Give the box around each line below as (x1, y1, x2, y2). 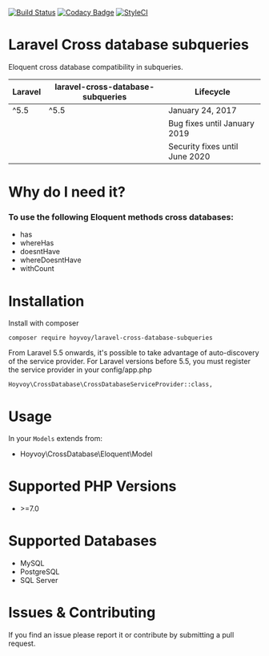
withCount (19, 264, 54, 273)
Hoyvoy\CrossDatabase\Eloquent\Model (19, 449, 153, 459)
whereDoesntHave (19, 255, 82, 265)
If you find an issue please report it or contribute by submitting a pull (8, 630, 235, 640)
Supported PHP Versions (8, 477, 177, 496)
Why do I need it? (8, 183, 126, 201)
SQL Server (19, 576, 58, 585)
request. (8, 638, 36, 649)
